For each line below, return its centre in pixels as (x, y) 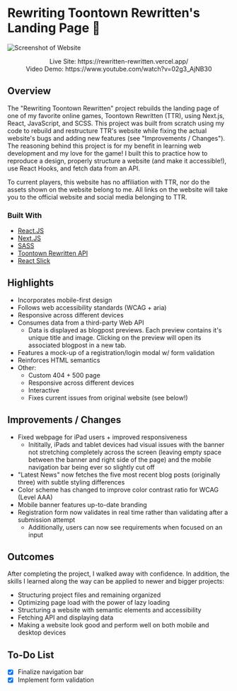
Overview (29, 91)
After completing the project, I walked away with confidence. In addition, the (118, 574)
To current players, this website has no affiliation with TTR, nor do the (109, 182)
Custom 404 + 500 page (64, 375)
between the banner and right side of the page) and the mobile (120, 459)
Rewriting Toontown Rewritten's (104, 13)
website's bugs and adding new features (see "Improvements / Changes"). (116, 138)
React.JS (31, 231)
